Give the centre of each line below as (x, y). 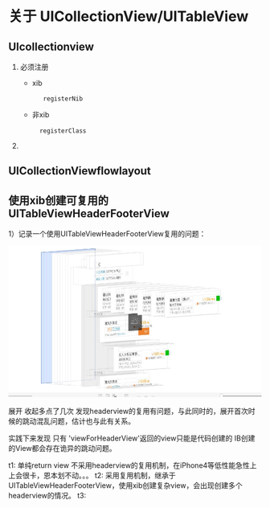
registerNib (63, 99)
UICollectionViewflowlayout (80, 171)
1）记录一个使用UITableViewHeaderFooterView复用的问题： (107, 234)
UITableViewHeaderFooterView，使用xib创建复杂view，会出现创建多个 (125, 485)
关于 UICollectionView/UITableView (129, 16)
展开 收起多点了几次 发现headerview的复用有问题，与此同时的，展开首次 (129, 411)
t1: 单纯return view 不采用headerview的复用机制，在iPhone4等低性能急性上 (133, 465)
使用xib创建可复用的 (59, 201)
